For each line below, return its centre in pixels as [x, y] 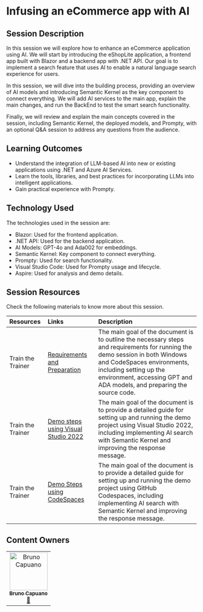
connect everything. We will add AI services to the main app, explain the [96, 99]
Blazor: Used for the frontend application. [66, 234]
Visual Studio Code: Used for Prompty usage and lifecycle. [88, 267]
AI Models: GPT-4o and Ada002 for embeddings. [76, 247]
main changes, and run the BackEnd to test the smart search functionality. [98, 105]
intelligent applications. [44, 183]
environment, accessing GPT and [145, 377]
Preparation [64, 370]
